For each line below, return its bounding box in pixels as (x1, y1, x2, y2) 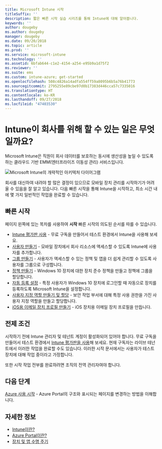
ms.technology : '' (5, 57, 42, 62)
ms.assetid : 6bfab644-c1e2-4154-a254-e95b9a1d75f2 (5, 61, 109, 66)
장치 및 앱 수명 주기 (12, 439, 48, 445)
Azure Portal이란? (12, 433, 47, 438)
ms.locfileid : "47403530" (5, 102, 57, 107)
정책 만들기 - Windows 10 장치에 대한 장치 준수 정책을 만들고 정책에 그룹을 (12, 267, 153, 274)
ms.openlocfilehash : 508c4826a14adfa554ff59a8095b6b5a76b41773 (5, 79, 135, 84)
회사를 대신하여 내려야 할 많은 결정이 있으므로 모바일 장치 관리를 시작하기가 (5, 180, 146, 186)
